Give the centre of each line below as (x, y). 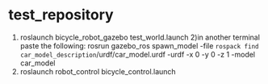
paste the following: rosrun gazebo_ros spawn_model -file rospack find (139, 45)
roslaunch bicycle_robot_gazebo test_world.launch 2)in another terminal (140, 37)
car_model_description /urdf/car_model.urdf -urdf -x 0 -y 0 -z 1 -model (138, 54)
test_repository (61, 15)
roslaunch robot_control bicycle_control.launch (98, 71)
